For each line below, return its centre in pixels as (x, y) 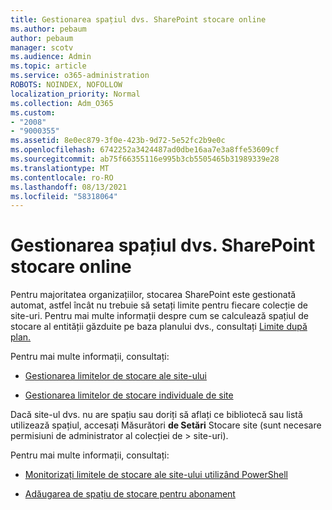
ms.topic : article (48, 66)
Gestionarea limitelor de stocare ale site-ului (116, 376)
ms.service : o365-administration (80, 76)
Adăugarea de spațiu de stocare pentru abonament (130, 494)
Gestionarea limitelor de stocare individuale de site (129, 395)
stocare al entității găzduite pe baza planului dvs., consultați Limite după (159, 327)
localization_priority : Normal (75, 94)
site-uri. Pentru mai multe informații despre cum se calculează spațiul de (159, 316)
